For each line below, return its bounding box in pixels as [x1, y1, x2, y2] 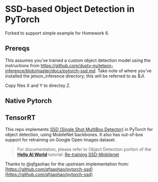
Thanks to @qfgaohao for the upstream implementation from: [5, 161, 129, 167]
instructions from [5, 62, 40, 68]
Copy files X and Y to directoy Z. [5, 82, 71, 88]
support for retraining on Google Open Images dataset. [5, 136, 116, 143]
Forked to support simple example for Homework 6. [5, 30, 109, 36]
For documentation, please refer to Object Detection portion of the [17, 146, 152, 152]
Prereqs [5, 44, 30, 52]
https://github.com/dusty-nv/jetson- [40, 62, 114, 68]
